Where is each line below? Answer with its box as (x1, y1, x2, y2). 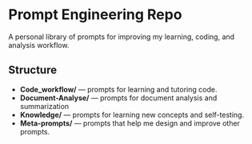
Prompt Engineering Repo (8, 6, 182, 24)
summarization (19, 101, 70, 111)
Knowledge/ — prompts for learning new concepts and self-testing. (19, 110, 245, 119)
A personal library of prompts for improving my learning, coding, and (8, 32, 234, 41)
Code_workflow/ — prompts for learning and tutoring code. (19, 84, 218, 94)
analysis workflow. (8, 40, 70, 49)
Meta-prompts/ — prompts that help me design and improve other (19, 118, 240, 128)
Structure (8, 64, 58, 77)
